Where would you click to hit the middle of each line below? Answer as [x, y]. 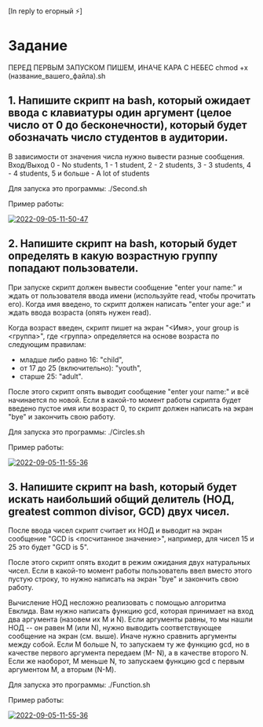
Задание [38, 46]
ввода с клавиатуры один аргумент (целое [120, 113]
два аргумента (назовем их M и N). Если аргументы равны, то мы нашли [130, 619]
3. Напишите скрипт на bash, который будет [122, 487]
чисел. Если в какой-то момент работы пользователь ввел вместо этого [130, 571]
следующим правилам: [47, 344]
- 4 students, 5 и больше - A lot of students [79, 173]
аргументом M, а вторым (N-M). [62, 670]
